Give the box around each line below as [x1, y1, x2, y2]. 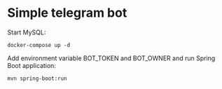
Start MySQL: [7, 28, 46, 36]
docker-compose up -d [7, 41, 71, 48]
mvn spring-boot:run [7, 75, 68, 82]
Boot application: [7, 61, 56, 69]
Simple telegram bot [7, 5, 127, 21]
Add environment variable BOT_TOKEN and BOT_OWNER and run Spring [7, 54, 216, 62]
